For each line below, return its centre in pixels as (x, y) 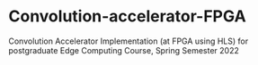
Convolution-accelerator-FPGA (127, 16)
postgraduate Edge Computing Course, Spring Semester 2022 (124, 50)
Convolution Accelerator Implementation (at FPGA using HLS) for (129, 41)
